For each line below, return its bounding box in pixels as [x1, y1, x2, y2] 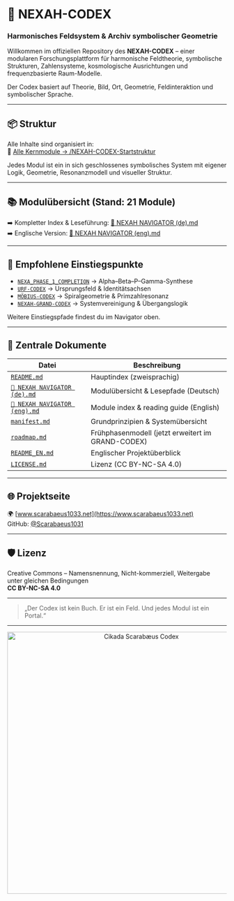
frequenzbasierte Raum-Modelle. [7, 69, 102, 78]
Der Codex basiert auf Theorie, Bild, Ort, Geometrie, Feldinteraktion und [7, 83, 214, 91]
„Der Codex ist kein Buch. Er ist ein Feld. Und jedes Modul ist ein [24, 604, 210, 613]
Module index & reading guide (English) [90, 402, 220, 412]
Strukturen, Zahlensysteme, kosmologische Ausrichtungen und [7, 62, 188, 71]
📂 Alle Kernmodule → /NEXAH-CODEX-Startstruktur [7, 147, 156, 156]
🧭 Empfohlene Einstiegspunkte [7, 258, 144, 270]
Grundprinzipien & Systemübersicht [90, 416, 208, 426]
